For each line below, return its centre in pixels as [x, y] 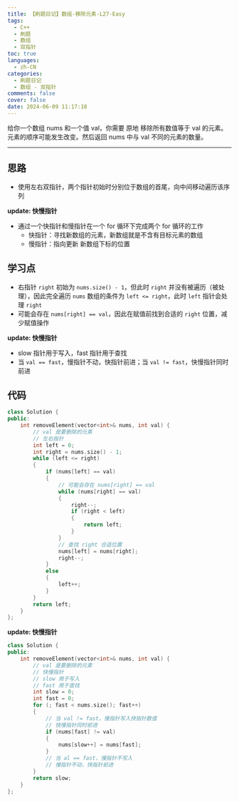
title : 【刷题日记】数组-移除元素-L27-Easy [67, 14]
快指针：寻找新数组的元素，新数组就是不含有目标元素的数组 [116, 235]
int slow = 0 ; [54, 692]
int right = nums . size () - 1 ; [78, 452]
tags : [15, 21]
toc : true [22, 54]
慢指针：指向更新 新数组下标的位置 [79, 244]
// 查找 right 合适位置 [90, 545]
